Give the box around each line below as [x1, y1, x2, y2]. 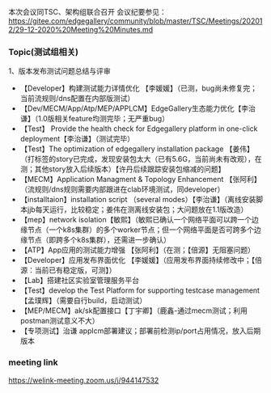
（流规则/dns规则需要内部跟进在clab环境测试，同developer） [19, 184, 225, 194]
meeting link [8, 357, 58, 368]
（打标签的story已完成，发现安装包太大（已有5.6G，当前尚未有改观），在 [19, 154, 263, 164]
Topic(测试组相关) [8, 46, 79, 57]
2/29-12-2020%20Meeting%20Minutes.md [8, 25, 154, 34]
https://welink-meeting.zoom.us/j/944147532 [8, 375, 159, 385]
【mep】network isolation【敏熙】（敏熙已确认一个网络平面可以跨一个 [19, 215, 252, 225]
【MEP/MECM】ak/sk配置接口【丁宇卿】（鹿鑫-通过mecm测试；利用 [19, 306, 248, 315]
